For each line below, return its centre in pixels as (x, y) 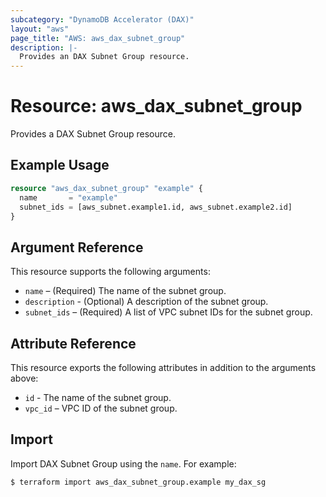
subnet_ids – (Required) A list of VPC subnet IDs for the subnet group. (168, 312)
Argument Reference (77, 247)
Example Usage (60, 165)
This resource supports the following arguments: (110, 272)
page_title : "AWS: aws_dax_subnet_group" (98, 38)
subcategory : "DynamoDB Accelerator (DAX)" (102, 19)
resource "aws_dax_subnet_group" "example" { (106, 188)
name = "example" (68, 197)
